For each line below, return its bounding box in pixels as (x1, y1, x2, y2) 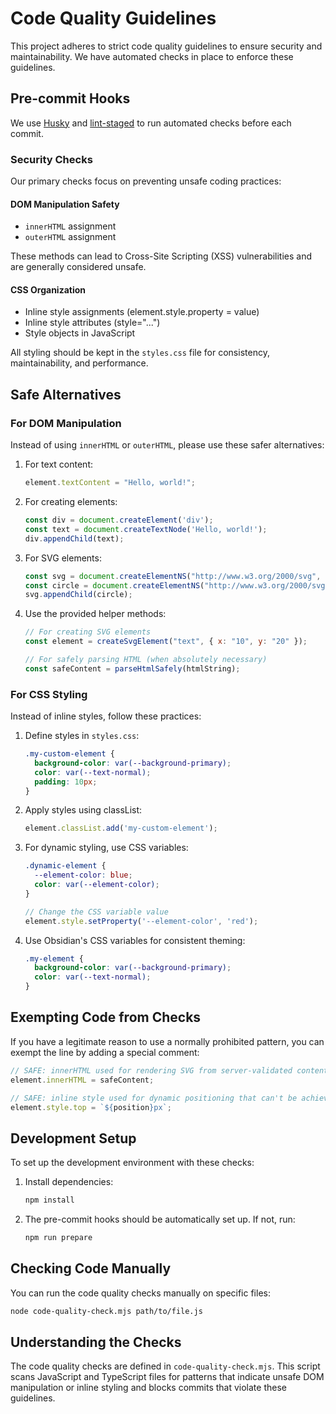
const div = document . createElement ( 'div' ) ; (24, 515, 214, 526)
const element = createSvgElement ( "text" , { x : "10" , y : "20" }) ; (24, 637, 308, 647)
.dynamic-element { (24, 861, 107, 871)
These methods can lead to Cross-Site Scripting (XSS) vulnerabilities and (10, 250, 313, 262)
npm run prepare (24, 1233, 93, 1243)
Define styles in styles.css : (24, 730, 140, 742)
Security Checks (10, 152, 93, 166)
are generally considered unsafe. (10, 261, 147, 273)
